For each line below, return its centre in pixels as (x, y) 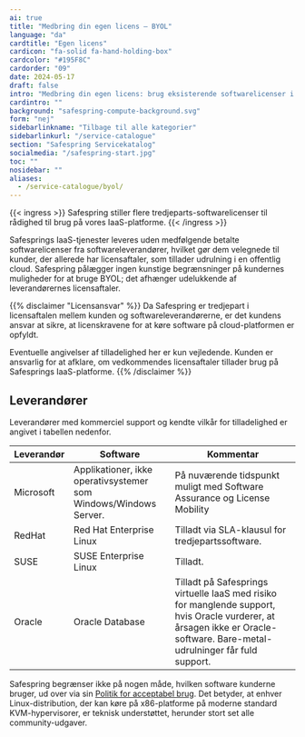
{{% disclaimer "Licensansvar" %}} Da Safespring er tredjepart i (129, 306)
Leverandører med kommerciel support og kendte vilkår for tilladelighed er (148, 422)
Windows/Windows (115, 503)
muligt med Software (219, 486)
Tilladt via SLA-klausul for (231, 530)
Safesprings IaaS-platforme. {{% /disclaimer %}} (101, 372)
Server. (89, 514)
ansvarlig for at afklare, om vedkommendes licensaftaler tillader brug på (144, 362)
